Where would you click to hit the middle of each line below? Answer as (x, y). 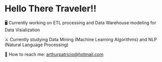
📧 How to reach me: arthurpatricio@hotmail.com (54, 54)
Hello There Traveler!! (50, 9)
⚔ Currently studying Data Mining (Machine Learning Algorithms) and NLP (81, 39)
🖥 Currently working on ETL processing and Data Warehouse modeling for (81, 22)
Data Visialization (22, 30)
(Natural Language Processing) (37, 45)
